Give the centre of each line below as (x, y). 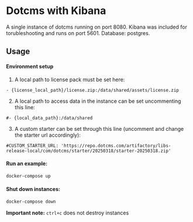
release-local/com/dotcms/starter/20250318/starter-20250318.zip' (89, 151)
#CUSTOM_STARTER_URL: (32, 145)
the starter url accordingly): (47, 135)
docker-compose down (31, 202)
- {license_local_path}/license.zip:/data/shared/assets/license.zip (93, 90)
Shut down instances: (33, 189)
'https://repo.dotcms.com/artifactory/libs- (116, 145)
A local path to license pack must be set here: (70, 79)
